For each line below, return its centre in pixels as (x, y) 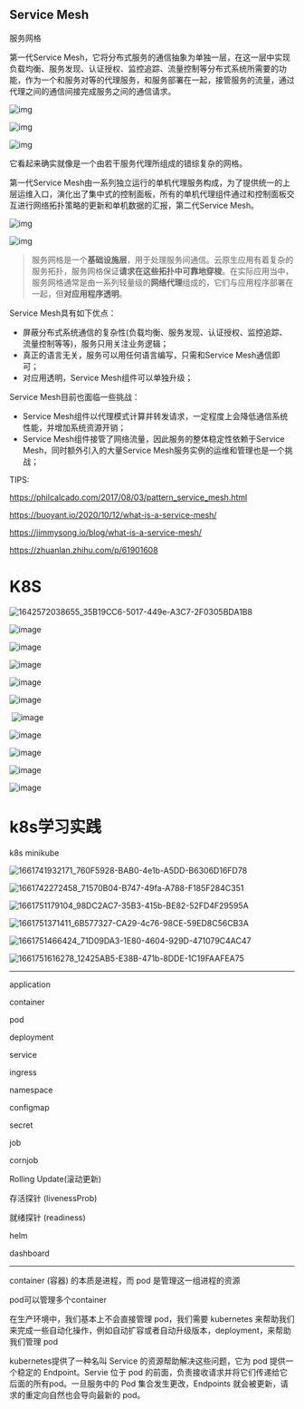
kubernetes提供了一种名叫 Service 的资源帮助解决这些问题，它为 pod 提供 (147, 1361)
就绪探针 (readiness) (47, 1217)
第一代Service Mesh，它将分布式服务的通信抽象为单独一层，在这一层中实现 (150, 57)
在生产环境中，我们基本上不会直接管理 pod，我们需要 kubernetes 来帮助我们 (152, 1318)
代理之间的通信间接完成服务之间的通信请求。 (93, 91)
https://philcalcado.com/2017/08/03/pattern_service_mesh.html (128, 497)
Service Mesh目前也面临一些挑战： (75, 396)
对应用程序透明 (91, 293)
